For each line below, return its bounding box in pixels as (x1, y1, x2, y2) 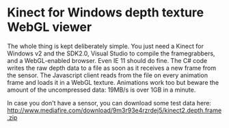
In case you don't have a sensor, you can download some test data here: (7, 99, 212, 107)
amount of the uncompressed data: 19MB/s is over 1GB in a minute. (7, 86, 196, 94)
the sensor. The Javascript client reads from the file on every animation (7, 71, 208, 79)
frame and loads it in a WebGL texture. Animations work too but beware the (7, 78, 219, 86)
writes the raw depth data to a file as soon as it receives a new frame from (7, 64, 217, 72)
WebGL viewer (7, 19, 92, 35)
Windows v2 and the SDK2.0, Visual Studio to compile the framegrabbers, (7, 49, 215, 57)
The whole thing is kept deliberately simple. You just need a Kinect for (7, 42, 204, 50)
